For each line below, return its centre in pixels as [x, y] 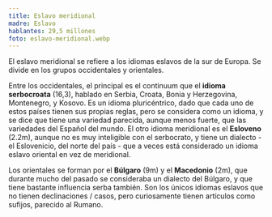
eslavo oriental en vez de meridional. [70, 155]
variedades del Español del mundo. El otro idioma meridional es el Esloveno [135, 129]
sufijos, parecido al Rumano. [56, 205]
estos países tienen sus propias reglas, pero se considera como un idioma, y [136, 112]
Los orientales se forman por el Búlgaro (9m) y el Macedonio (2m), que [128, 170]
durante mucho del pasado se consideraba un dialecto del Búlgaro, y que [131, 179]
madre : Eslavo [32, 23]
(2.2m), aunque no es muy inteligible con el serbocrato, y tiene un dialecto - [135, 138]
